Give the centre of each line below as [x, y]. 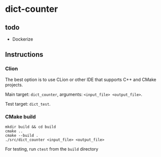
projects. [14, 84]
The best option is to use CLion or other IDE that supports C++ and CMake [81, 79]
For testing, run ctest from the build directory [52, 149]
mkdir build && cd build [31, 127]
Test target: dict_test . [28, 104]
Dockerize [23, 39]
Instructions [24, 55]
